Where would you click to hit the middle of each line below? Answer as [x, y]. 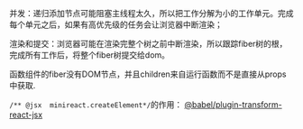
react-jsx [26, 115]
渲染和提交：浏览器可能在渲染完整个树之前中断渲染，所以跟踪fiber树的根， [148, 44]
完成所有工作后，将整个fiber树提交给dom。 [89, 55]
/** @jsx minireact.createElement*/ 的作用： [96, 105]
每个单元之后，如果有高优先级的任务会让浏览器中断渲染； [116, 24]
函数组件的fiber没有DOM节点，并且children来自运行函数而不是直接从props [148, 74]
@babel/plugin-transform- [233, 105]
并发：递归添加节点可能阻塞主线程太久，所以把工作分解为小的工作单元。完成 [151, 13]
